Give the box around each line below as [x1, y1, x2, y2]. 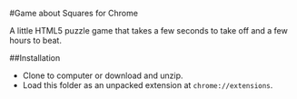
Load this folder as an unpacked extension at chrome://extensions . [22, 80, 273, 90]
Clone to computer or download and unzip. [22, 70, 183, 81]
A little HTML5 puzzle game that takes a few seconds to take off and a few [9, 25, 288, 35]
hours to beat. [9, 35, 62, 45]
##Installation [9, 53, 61, 63]
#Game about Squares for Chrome [9, 8, 139, 18]
